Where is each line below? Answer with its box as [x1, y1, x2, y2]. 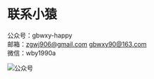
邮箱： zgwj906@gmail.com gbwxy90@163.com [7, 39, 147, 48]
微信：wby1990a [7, 49, 57, 57]
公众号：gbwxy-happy [7, 31, 73, 39]
